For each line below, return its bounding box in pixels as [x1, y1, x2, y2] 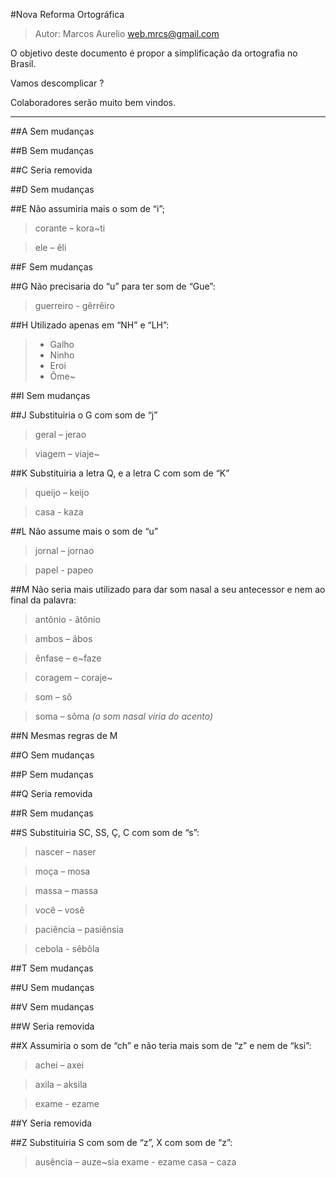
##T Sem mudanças [10, 962, 94, 974]
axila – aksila [34, 1079, 88, 1090]
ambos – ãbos [34, 633, 93, 644]
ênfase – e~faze [34, 652, 102, 664]
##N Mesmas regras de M [10, 730, 118, 741]
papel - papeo [34, 564, 94, 576]
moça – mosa [34, 865, 91, 877]
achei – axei [34, 1059, 85, 1071]
